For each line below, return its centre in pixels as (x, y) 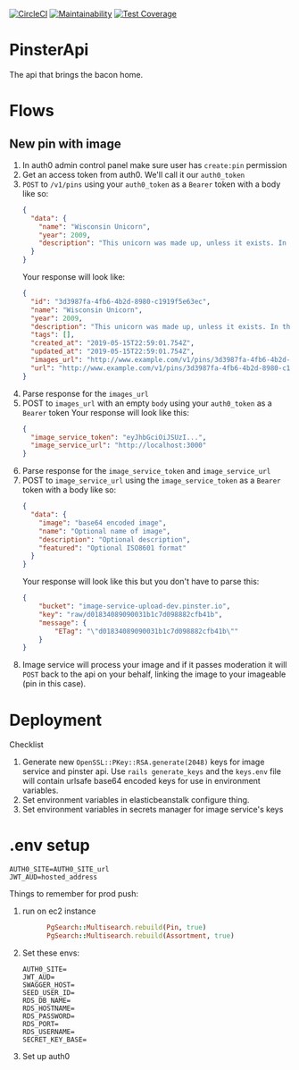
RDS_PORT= (41, 1024)
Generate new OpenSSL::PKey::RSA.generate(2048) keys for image (143, 762)
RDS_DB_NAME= (46, 1000)
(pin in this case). (54, 684)
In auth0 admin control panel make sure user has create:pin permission (154, 164)
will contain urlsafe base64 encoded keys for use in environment (141, 781)
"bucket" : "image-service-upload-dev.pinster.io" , (135, 607)
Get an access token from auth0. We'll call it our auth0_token (133, 174)
